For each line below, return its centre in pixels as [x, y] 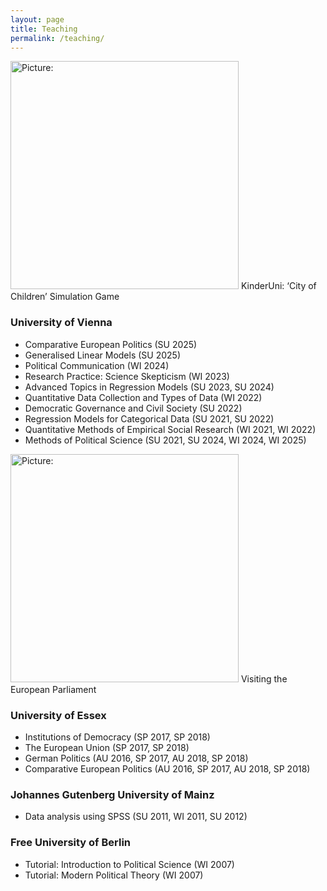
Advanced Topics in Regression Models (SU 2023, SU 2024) [149, 387]
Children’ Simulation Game [65, 297]
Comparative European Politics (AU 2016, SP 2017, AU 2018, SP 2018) [167, 768]
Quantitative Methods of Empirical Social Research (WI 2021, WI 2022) [170, 429]
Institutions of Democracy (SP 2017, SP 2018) [117, 737]
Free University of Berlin [71, 843]
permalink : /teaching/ [57, 38]
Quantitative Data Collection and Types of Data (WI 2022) [143, 397]
